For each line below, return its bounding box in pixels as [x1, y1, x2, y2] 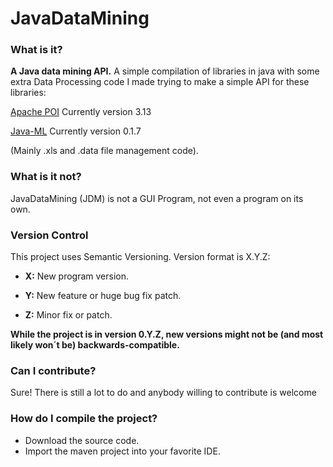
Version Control [10, 228, 89, 242]
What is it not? [10, 170, 82, 184]
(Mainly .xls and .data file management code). [10, 145, 199, 157]
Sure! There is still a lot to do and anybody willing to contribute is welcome [10, 387, 317, 399]
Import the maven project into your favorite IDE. [24, 445, 221, 457]
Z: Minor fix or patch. [24, 309, 113, 321]
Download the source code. [24, 434, 140, 446]
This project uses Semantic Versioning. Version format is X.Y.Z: [10, 251, 271, 263]
